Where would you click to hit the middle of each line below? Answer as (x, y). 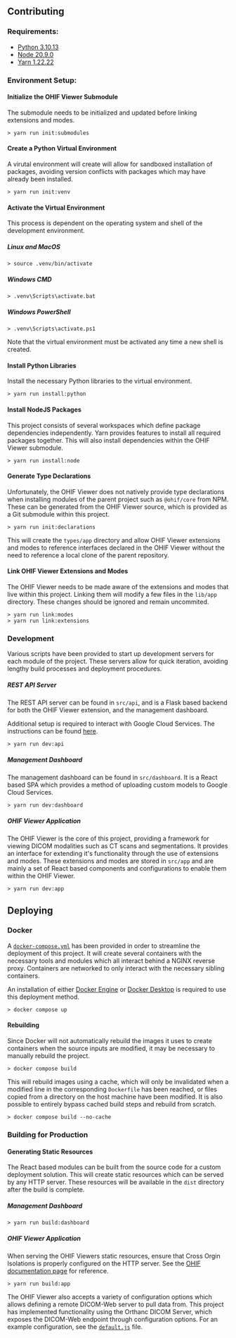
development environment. (46, 231)
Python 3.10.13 (38, 47)
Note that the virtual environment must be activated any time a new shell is (115, 342)
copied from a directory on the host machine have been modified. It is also (115, 1097)
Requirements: (33, 32)
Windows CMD (29, 279)
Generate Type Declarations (49, 476)
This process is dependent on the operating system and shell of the (105, 223)
